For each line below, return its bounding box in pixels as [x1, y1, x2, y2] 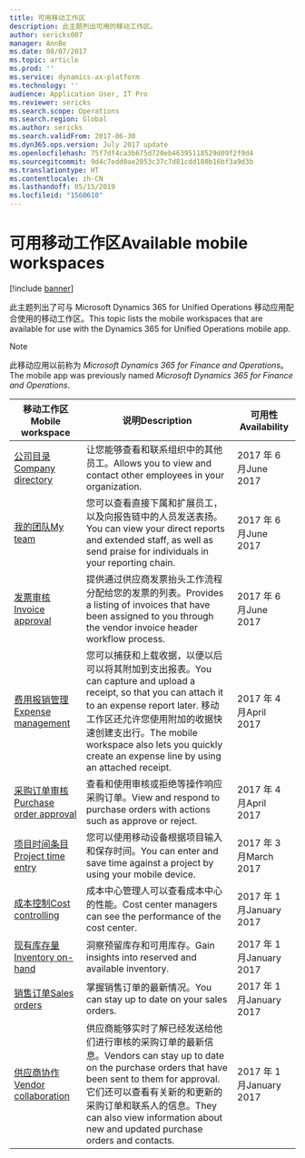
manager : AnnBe [9, 38, 67, 48]
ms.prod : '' [9, 65, 54, 74]
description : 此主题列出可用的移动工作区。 [9, 22, 157, 31]
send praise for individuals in [85, 545, 209, 558]
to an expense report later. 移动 [85, 699, 220, 711]
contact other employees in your [85, 468, 225, 481]
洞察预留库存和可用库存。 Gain [85, 939, 215, 952]
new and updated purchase [85, 1123, 203, 1135]
